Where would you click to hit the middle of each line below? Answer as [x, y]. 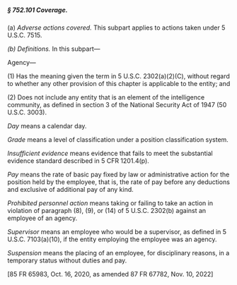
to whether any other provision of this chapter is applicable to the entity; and [119, 83]
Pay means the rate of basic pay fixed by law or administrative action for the [118, 174]
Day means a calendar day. [47, 126]
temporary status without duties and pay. [67, 260]
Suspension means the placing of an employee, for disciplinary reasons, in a [118, 253]
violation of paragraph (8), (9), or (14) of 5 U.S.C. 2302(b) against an [107, 210]
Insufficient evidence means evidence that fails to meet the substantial [110, 153]
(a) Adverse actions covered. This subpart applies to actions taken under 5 [116, 28]
